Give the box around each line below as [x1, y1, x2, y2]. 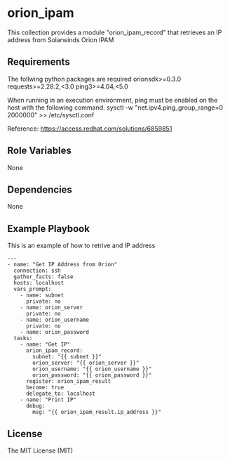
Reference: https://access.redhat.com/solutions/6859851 [7, 124, 172, 133]
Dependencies [7, 183, 72, 195]
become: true [25, 384, 65, 391]
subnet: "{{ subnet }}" [32, 353, 102, 361]
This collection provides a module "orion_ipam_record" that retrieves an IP [7, 28, 222, 37]
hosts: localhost [13, 280, 65, 287]
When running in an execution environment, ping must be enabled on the [7, 96, 218, 104]
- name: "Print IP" [20, 396, 77, 403]
